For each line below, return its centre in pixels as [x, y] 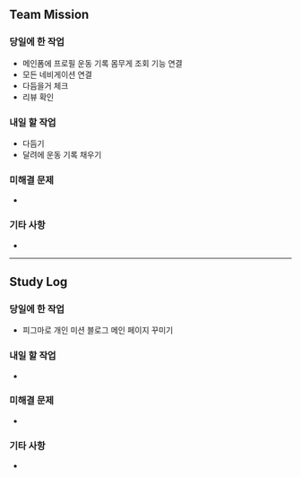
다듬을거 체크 [45, 85]
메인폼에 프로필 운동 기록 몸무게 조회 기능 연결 [102, 63]
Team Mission [49, 15]
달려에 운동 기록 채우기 [62, 154]
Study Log [39, 282]
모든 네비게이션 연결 [57, 74]
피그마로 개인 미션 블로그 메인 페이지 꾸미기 [98, 330]
